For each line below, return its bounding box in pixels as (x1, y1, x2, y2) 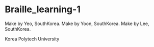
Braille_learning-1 (5, 4, 81, 15)
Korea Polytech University (5, 36, 60, 42)
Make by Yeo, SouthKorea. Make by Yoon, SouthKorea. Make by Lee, (5, 20, 149, 27)
